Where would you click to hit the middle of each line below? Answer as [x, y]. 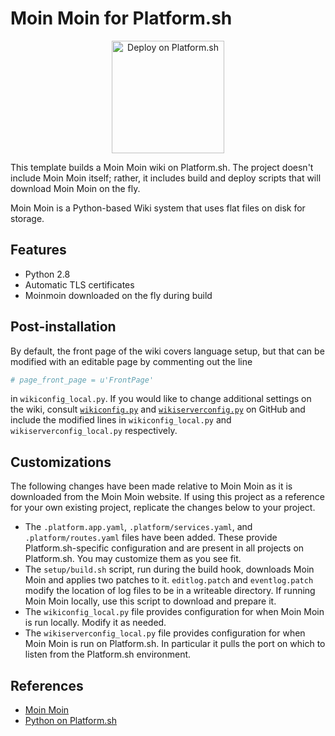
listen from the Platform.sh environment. [108, 654]
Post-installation [63, 327]
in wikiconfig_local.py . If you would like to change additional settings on [161, 399]
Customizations [61, 462]
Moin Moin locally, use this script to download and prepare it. [150, 601]
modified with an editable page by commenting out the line [131, 361]
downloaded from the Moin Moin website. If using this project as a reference [167, 497]
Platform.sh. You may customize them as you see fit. [133, 559]
